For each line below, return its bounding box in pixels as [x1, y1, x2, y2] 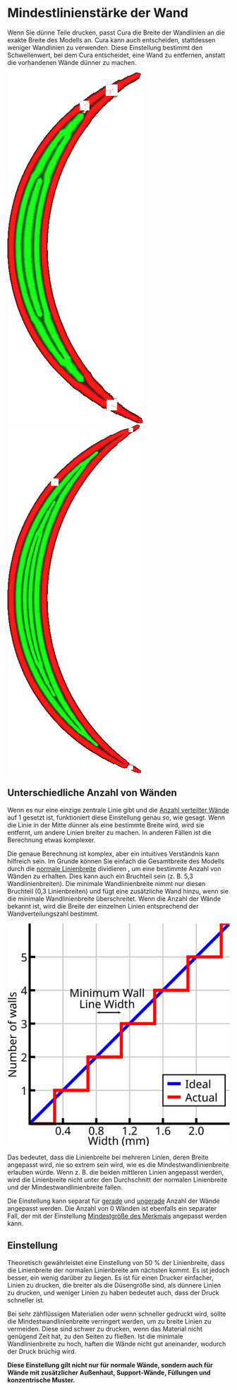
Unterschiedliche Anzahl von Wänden [7, 787, 178, 799]
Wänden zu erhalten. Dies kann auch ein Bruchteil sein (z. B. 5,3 [7, 872, 194, 880]
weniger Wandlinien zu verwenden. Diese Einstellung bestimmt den [7, 43, 203, 52]
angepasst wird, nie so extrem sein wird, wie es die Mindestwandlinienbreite [7, 1160, 229, 1169]
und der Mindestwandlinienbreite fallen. [7, 1182, 123, 1191]
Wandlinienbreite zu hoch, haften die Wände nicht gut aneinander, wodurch [7, 1339, 226, 1348]
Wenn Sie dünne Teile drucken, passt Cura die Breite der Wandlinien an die [7, 28, 226, 37]
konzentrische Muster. [7, 1375, 75, 1384]
